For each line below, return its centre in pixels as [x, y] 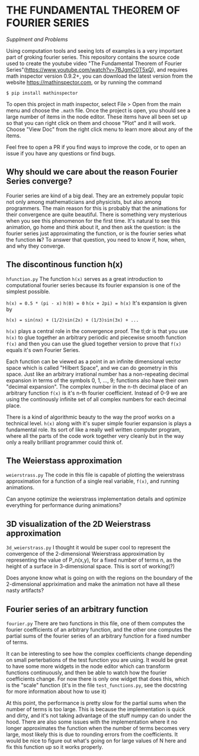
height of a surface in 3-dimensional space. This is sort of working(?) [91, 566]
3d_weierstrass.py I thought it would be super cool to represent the [88, 547]
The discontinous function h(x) [65, 265]
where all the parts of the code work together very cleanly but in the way [95, 435]
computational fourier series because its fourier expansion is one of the [93, 285]
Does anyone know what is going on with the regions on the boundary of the [99, 578]
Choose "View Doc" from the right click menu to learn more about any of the [99, 129]
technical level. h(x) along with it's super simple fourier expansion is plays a [99, 423]
